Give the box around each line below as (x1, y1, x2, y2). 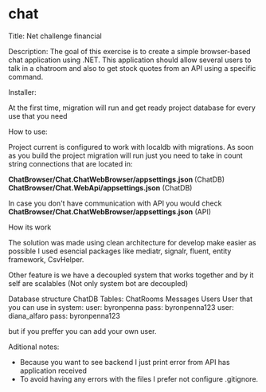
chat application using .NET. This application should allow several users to (8, 55, 252, 65)
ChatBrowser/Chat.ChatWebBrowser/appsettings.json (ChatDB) (8, 174, 225, 184)
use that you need (8, 111, 68, 120)
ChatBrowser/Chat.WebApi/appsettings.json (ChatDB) (8, 182, 193, 192)
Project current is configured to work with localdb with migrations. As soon (8, 142, 254, 151)
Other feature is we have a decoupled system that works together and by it (8, 270, 254, 280)
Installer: (8, 87, 37, 96)
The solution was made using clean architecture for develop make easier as (8, 237, 256, 247)
